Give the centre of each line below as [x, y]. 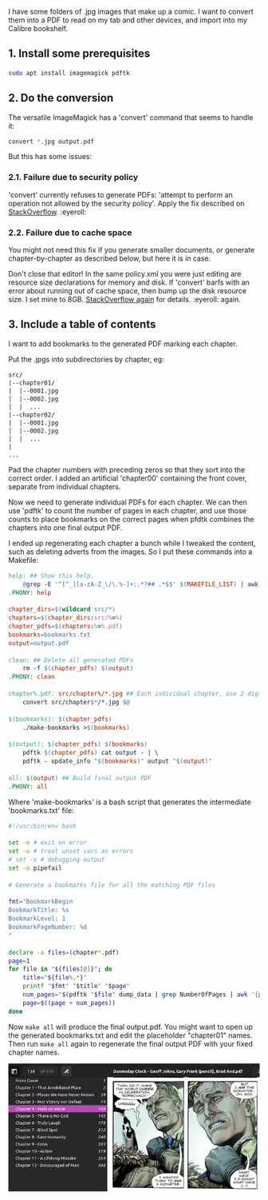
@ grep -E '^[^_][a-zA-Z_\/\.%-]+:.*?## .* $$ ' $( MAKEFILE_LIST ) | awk [141, 584]
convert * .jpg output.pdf [51, 142]
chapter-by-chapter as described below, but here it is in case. [110, 258]
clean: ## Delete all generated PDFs [71, 660]
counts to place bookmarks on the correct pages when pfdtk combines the [131, 519]
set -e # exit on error [48, 843]
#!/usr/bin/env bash [43, 826]
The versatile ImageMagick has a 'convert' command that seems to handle [131, 117]
